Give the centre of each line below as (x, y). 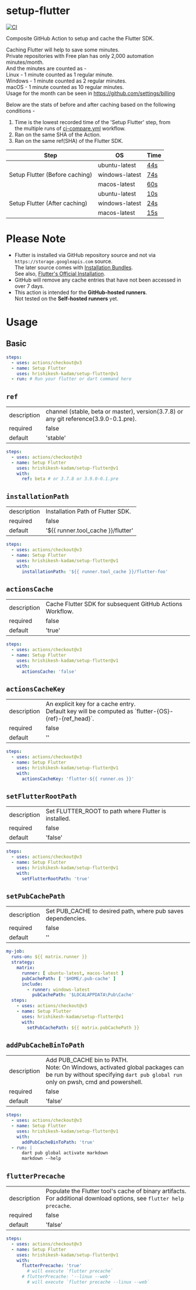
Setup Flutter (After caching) (48, 203)
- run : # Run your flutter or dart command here (71, 379)
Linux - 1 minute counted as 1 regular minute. (60, 74)
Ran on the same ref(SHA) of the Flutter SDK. (69, 141)
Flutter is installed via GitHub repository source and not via (85, 255)
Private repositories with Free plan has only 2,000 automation (80, 56)
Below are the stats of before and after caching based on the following (91, 104)
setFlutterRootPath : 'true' (56, 879)
